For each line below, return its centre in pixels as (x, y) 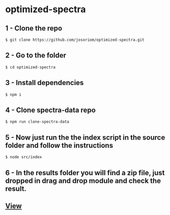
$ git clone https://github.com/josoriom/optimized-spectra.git (75, 40)
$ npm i (13, 95)
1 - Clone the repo (34, 28)
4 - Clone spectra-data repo (50, 110)
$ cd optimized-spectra (31, 67)
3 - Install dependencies (45, 83)
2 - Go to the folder (36, 55)
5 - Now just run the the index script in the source (85, 137)
